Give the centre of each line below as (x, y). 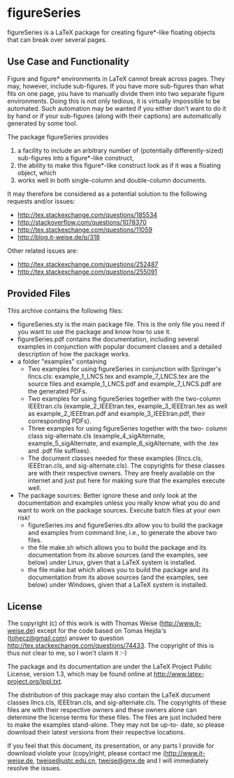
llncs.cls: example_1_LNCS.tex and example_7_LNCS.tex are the (118, 376)
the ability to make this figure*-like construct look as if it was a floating (119, 165)
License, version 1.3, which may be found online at (80, 674)
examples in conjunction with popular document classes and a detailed (119, 346)
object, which (37, 172)
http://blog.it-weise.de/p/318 (58, 237)
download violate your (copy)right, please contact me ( (86, 753)
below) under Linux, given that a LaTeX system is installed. (112, 562)
